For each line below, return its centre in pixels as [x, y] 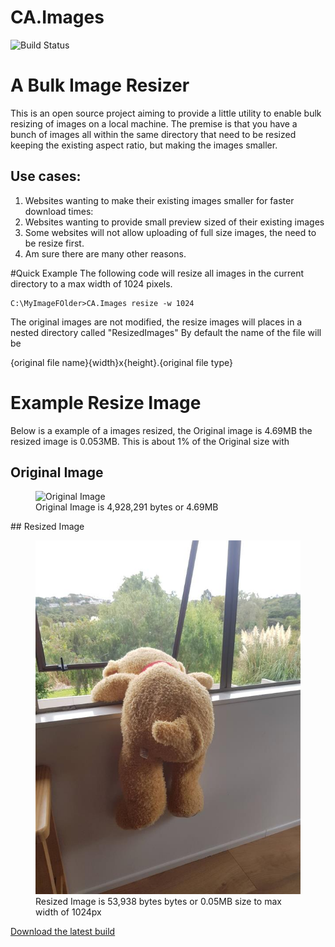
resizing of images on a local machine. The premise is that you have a [154, 123]
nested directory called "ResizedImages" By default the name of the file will [166, 332]
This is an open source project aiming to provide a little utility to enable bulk [166, 113]
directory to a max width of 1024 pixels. [91, 283]
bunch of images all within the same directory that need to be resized [153, 134]
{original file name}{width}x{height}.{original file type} [121, 362]
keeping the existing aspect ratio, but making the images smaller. [144, 145]
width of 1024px [68, 912]
